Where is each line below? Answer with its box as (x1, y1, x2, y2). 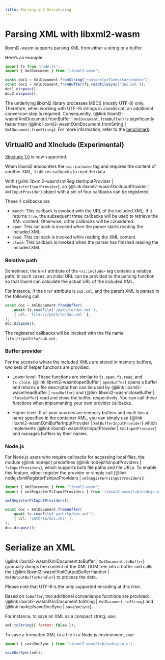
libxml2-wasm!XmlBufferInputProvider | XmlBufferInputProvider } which (12, 420, 157, 426)
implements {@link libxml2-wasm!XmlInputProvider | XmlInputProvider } (12, 425, 157, 431)
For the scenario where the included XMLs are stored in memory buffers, (5, 359, 153, 365)
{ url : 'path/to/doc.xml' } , (14, 516, 74, 521)
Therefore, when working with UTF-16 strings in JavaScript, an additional (5, 105, 153, 111)
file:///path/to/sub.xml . (5, 335, 57, 341)
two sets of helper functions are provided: (5, 364, 90, 370)
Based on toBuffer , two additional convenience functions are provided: (5, 593, 149, 599)
